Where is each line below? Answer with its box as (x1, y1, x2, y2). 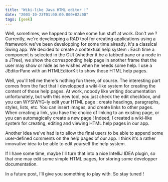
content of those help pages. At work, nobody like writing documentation (5, 88, 156, 95)
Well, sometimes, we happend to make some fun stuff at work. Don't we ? (5, 31, 157, 37)
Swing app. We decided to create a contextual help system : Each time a (5, 46, 154, 53)
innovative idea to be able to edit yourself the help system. (5, 141, 126, 147)
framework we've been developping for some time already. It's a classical (5, 41, 157, 47)
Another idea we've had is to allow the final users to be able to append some (5, 130, 163, 136)
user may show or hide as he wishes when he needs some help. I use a (5, 62, 152, 68)
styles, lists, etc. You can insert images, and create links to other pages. (5, 104, 154, 111)
